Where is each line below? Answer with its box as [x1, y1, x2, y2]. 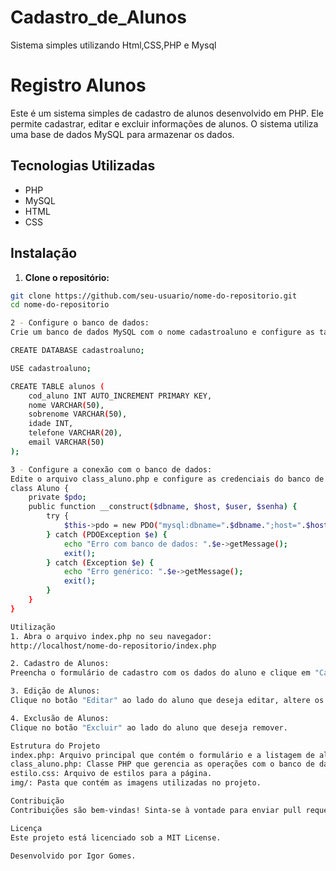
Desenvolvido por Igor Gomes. [10, 851, 137, 861]
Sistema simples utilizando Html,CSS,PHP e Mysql [10, 39, 217, 51]
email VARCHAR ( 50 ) [28, 437, 105, 447]
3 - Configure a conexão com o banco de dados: [10, 464, 213, 475]
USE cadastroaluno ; [10, 363, 92, 373]
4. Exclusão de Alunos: [10, 713, 110, 723]
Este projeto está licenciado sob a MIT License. [10, 832, 222, 843]
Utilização [10, 622, 56, 632]
